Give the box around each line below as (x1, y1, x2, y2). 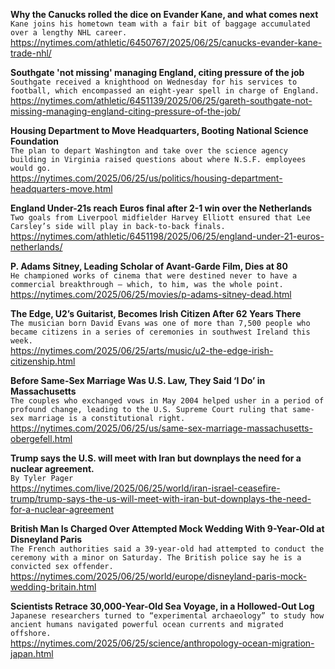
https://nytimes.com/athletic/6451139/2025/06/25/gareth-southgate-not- (10, 95, 313, 106)
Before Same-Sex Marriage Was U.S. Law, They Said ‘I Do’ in (10, 375, 266, 386)
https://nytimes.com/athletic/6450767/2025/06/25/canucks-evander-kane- (10, 37, 323, 48)
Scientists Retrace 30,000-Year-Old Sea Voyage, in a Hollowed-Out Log (10, 600, 315, 612)
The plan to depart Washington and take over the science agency (10, 146, 288, 156)
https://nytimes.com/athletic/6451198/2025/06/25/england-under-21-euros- (10, 230, 325, 242)
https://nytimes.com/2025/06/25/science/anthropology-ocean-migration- (10, 637, 315, 649)
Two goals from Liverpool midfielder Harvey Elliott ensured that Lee (10, 213, 311, 223)
